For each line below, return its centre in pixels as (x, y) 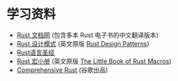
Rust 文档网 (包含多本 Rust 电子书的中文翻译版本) (88, 35)
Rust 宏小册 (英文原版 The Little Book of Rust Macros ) (94, 61)
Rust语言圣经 (36, 52)
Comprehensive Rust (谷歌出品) (62, 70)
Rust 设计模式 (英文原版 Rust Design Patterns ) (83, 43)
